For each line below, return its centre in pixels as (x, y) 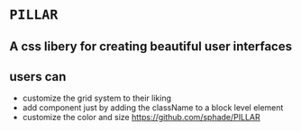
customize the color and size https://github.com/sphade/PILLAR (141, 118)
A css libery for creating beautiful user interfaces (151, 46)
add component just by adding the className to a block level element (153, 108)
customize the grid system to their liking (96, 98)
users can (38, 77)
